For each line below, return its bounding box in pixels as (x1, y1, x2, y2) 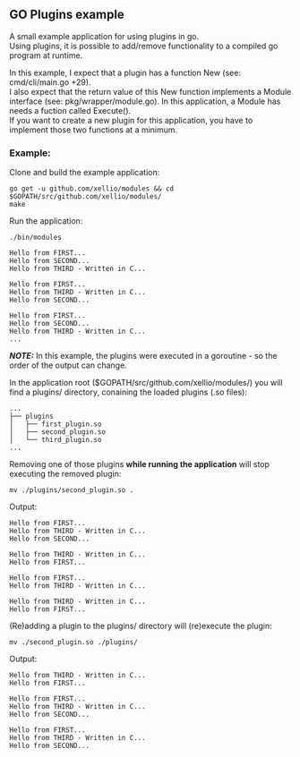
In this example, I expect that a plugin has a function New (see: (9, 67, 242, 78)
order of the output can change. (9, 360, 127, 370)
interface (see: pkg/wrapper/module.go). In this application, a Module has (9, 96, 281, 106)
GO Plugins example (9, 7, 125, 22)
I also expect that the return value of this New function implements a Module (9, 86, 292, 97)
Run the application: (9, 216, 83, 226)
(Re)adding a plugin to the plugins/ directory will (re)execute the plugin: (9, 621, 272, 632)
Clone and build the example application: (9, 167, 160, 178)
